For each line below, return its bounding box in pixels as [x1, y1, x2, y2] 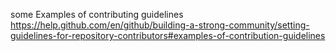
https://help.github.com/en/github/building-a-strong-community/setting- [10, 19, 310, 31]
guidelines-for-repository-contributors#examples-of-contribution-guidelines [10, 30, 326, 41]
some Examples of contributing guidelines [10, 9, 184, 20]
